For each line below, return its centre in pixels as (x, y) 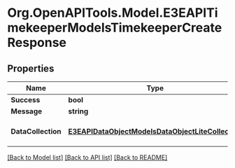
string (78, 111)
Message (27, 111)
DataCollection (36, 131)
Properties (31, 68)
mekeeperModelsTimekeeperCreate (115, 28)
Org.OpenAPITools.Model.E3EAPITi (113, 13)
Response (37, 43)
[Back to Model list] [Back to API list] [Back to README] (87, 157)
